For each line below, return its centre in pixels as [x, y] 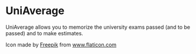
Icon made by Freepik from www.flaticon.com [61, 45]
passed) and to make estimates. [44, 33]
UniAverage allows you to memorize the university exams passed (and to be [98, 27]
